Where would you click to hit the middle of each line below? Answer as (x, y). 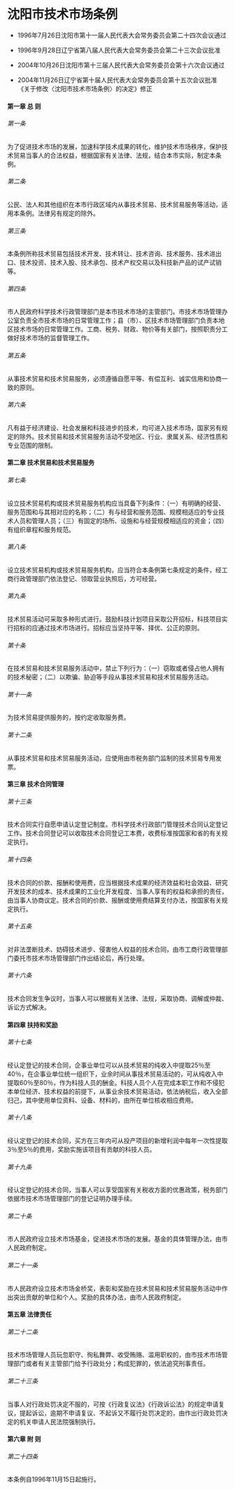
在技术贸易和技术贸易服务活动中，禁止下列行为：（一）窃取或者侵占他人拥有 (116, 668)
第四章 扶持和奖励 (33, 1025)
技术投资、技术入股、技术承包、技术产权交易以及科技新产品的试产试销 (120, 262)
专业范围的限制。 (32, 445)
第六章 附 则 (24, 1439)
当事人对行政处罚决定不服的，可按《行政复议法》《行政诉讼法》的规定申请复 (116, 1404)
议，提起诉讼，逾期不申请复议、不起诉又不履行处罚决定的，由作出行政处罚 (114, 1413)
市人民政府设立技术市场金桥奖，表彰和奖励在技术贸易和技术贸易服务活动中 (114, 1288)
